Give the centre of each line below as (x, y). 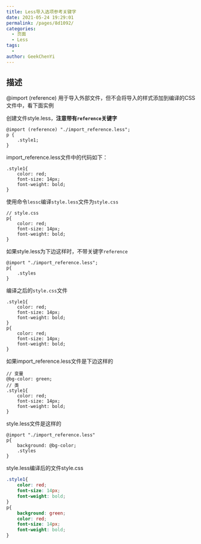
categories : (21, 29)
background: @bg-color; (47, 446)
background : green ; (42, 513)
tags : (13, 46)
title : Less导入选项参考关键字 (41, 12)
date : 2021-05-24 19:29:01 (40, 17)
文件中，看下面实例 (30, 105)
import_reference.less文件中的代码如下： (57, 158)
